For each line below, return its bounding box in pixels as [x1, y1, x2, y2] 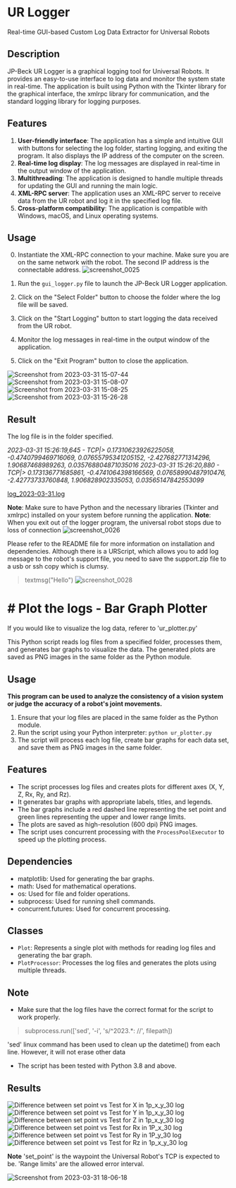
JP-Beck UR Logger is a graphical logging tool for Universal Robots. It [7, 66, 209, 75]
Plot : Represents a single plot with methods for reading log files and [17, 943, 216, 952]
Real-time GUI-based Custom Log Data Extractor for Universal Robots [7, 28, 210, 36]
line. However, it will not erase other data [7, 1048, 125, 1056]
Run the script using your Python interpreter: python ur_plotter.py [17, 728, 212, 736]
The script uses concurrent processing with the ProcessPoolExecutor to [17, 827, 225, 836]
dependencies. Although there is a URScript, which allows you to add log [7, 547, 219, 556]
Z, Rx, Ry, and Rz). [17, 790, 71, 798]
